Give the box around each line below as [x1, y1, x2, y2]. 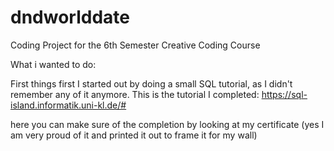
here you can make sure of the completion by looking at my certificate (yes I [10, 118, 325, 130]
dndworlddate [10, 6, 130, 29]
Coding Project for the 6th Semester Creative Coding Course [10, 39, 261, 51]
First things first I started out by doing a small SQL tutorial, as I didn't [10, 77, 293, 90]
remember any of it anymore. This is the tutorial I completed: [10, 88, 260, 100]
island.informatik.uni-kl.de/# [10, 99, 127, 111]
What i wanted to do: [10, 58, 97, 70]
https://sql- [261, 88, 308, 100]
